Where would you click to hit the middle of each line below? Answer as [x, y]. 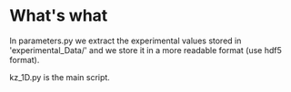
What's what [59, 16]
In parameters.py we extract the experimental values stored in [125, 41]
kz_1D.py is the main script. [60, 77]
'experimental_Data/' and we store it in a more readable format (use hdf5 [145, 50]
